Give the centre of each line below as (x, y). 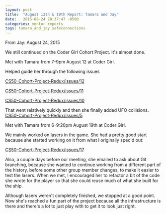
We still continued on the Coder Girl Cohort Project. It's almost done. (75, 52)
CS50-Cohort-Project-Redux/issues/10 (45, 101)
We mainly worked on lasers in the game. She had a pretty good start (76, 135)
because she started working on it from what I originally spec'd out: (74, 140)
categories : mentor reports (34, 24)
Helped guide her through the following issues (52, 72)
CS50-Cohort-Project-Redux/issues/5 (44, 116)
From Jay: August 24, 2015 (33, 42)
